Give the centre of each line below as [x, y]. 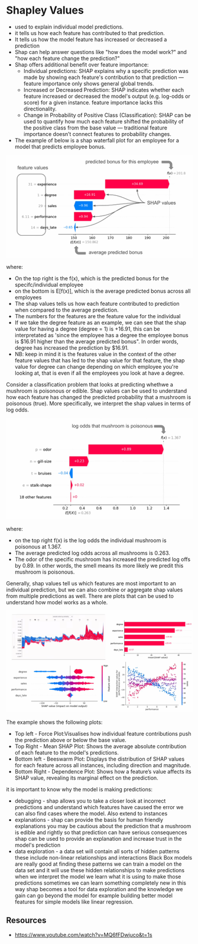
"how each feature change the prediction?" [67, 58]
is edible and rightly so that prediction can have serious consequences [101, 832]
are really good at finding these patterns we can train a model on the [98, 864]
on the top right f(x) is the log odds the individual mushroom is [90, 540]
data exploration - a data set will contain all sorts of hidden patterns [97, 851]
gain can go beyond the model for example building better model [94, 895]
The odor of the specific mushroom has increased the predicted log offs [103, 559]
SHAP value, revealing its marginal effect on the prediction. [86, 778]
